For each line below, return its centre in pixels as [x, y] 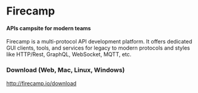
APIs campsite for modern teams [49, 28]
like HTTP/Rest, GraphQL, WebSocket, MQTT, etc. [69, 54]
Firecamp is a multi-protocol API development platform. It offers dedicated [99, 42]
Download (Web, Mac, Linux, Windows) [66, 70]
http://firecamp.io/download [42, 83]
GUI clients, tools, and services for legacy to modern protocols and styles [98, 48]
